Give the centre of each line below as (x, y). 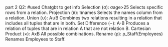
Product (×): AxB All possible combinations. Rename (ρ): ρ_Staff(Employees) (84, 34)
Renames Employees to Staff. (36, 39)
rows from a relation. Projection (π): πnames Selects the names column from (84, 12)
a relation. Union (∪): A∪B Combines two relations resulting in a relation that (83, 18)
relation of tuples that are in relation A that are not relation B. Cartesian (78, 28)
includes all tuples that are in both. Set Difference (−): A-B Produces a (77, 23)
